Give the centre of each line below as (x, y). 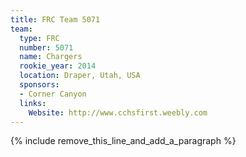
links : (33, 103)
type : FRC (39, 38)
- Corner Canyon (53, 94)
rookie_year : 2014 (58, 66)
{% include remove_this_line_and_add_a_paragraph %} (123, 141)
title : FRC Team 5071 (55, 19)
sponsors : (39, 85)
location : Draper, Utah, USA (80, 76)
